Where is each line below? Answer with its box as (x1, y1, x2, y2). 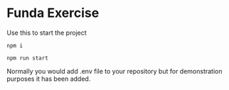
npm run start (6, 55, 49, 62)
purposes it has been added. (6, 74, 91, 83)
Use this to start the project (6, 28, 87, 37)
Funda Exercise (6, 5, 100, 21)
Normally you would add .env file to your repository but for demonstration (6, 67, 223, 75)
